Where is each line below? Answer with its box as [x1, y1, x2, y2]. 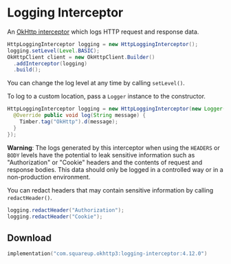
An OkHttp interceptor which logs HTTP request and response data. [7, 27, 199, 36]
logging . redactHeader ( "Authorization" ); [7, 206, 125, 214]
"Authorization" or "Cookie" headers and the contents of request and [7, 158, 203, 166]
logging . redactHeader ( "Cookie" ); [7, 213, 103, 220]
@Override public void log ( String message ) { [13, 112, 146, 119]
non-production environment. [7, 173, 91, 181]
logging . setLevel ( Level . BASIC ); [7, 47, 100, 54]
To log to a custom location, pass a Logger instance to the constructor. [7, 92, 206, 100]
